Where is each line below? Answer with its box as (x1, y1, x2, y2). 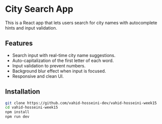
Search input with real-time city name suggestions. (12, 52, 116, 58)
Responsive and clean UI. (12, 73, 64, 79)
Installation (5, 88, 40, 96)
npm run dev (5, 114, 29, 119)
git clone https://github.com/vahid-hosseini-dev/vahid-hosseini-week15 (5, 100, 157, 105)
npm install (5, 110, 29, 115)
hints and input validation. (5, 25, 57, 31)
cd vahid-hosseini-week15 (5, 105, 58, 110)
